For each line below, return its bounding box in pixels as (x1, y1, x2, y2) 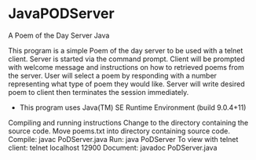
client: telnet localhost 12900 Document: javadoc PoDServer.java (8, 143, 218, 152)
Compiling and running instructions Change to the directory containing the (8, 118, 249, 127)
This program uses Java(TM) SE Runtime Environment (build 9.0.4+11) (19, 103, 247, 112)
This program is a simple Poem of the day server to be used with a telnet (8, 45, 243, 55)
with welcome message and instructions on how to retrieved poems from (8, 62, 245, 71)
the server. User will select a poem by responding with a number (8, 71, 218, 80)
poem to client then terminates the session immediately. (8, 87, 189, 96)
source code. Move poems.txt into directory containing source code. (8, 126, 230, 136)
